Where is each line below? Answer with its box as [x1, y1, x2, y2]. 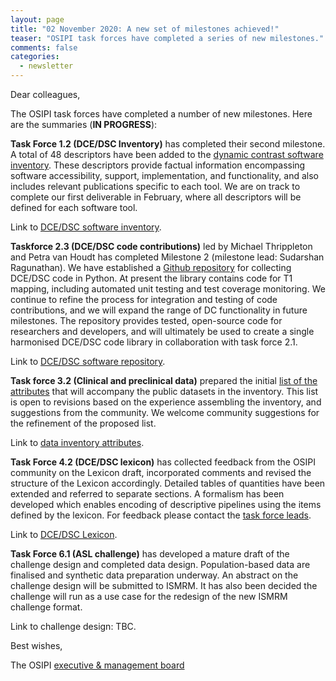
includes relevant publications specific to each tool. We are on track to [10, 181, 301, 192]
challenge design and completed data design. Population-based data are [10, 559, 311, 570]
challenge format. [10, 601, 83, 613]
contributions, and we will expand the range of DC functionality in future [10, 304, 308, 316]
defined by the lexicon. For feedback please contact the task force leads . [10, 509, 312, 521]
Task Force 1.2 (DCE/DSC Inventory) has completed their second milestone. [10, 138, 326, 150]
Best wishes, [10, 640, 63, 651]
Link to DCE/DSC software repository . [10, 356, 166, 367]
